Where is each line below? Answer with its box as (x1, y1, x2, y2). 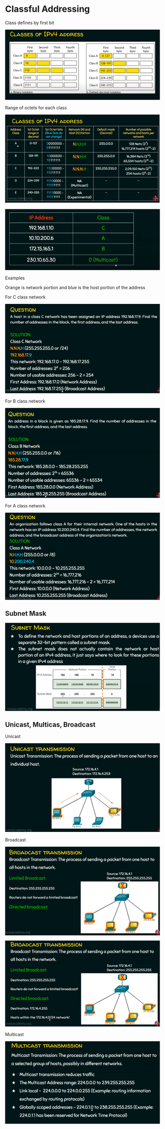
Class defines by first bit (5, 20, 55, 26)
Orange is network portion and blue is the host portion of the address (5, 285, 146, 290)
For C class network (5, 294, 46, 300)
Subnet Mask (5, 609, 47, 618)
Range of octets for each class (5, 104, 67, 110)
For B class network (5, 398, 46, 404)
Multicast (5, 1031, 24, 1037)
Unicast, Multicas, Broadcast (5, 720, 96, 729)
